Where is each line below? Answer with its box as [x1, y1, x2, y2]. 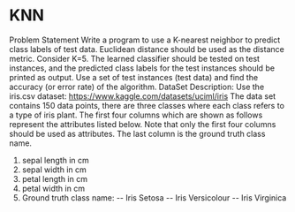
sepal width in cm [21, 164, 87, 175]
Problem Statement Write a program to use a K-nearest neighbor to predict [9, 34, 281, 45]
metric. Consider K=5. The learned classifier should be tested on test [9, 53, 261, 64]
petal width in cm [21, 183, 86, 193]
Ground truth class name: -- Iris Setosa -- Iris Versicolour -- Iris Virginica [21, 192, 287, 203]
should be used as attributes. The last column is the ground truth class [9, 128, 266, 139]
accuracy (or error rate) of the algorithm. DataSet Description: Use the [9, 81, 265, 92]
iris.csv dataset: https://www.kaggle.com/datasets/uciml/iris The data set [9, 90, 276, 102]
